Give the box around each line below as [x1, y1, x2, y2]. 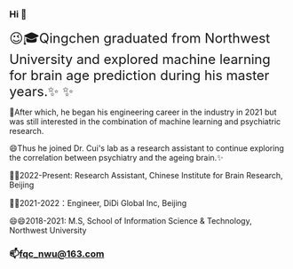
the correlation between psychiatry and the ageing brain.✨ [9, 153, 224, 163]
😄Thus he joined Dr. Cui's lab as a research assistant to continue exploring [9, 143, 284, 154]
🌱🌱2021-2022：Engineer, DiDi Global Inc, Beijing [9, 198, 187, 209]
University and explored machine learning [9, 51, 271, 68]
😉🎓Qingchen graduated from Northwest [9, 30, 271, 47]
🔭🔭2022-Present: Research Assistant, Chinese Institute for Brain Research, [9, 170, 283, 181]
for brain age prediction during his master [9, 67, 270, 84]
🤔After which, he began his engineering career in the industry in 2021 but [9, 107, 277, 118]
